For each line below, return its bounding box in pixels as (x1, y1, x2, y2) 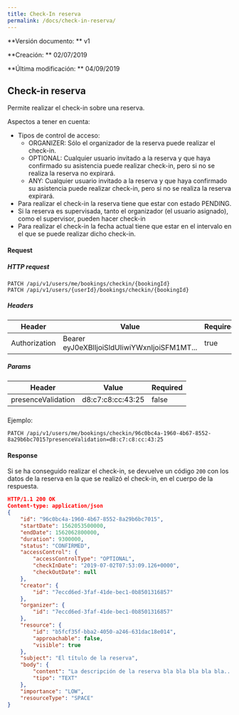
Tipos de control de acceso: (17, 131, 100, 140)
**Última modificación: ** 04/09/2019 (7, 64, 120, 73)
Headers (7, 301, 34, 310)
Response (7, 451, 38, 459)
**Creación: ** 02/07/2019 (7, 51, 87, 59)
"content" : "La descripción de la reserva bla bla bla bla (33, 668, 212, 675)
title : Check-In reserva (7, 10, 81, 18)
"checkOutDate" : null (33, 569, 97, 576)
